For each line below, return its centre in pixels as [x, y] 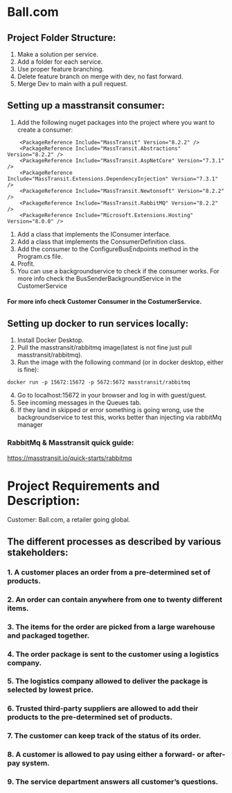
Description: [44, 501]
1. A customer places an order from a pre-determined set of [109, 572]
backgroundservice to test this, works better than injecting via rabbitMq [119, 418]
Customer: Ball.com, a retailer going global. [69, 520]
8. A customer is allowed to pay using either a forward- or [106, 755]
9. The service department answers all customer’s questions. [113, 782]
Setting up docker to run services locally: [98, 323]
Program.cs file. [40, 256]
